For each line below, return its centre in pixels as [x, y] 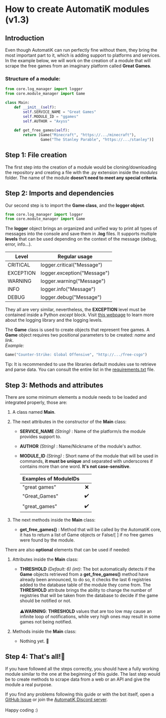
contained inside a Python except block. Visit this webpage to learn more [80, 315]
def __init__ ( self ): [35, 107]
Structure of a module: [33, 79]
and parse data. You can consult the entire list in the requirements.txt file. [80, 369]
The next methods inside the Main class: [54, 520]
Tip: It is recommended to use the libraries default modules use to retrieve [81, 364]
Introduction [25, 38]
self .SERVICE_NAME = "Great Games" [60, 112]
